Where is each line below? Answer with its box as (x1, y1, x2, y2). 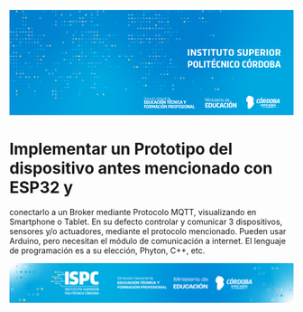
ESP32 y (9, 177, 74, 197)
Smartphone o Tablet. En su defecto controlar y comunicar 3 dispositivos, (9, 216, 283, 227)
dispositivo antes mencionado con (9, 157, 273, 178)
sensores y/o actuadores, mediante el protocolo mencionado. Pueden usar (9, 226, 287, 237)
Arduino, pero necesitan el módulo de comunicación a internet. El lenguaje (9, 236, 287, 247)
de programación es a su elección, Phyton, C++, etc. (9, 245, 206, 256)
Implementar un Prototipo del (9, 138, 233, 159)
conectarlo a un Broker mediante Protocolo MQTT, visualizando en (9, 207, 257, 218)
